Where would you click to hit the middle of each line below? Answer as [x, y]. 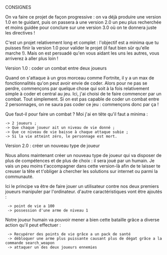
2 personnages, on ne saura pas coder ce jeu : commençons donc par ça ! [82, 104]
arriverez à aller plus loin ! [32, 58]
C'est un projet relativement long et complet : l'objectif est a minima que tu [82, 42]
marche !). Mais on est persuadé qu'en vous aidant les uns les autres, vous [82, 53]
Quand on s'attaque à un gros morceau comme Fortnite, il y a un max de [80, 78]
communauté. [19, 176]
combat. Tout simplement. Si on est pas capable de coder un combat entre [82, 99]
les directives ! [20, 33]
